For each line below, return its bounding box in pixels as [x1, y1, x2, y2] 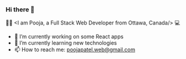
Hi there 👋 [5, 5, 35, 14]
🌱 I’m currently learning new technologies [14, 39, 117, 46]
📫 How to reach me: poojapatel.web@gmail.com [14, 46, 136, 53]
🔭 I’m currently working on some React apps [14, 33, 124, 41]
